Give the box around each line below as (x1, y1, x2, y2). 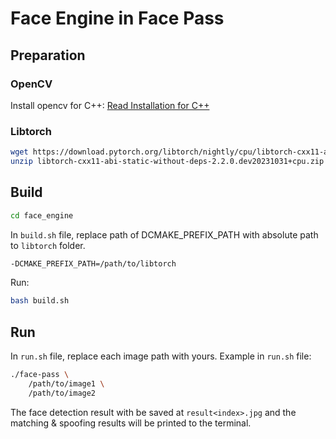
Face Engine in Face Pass (10, 7, 225, 30)
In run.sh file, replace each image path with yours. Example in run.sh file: (10, 350, 312, 362)
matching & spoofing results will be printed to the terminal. (10, 417, 252, 429)
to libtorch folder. (10, 239, 86, 251)
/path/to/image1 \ (28, 379, 105, 389)
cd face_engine (10, 210, 74, 221)
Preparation (10, 47, 86, 64)
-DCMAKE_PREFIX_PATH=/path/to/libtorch (10, 258, 177, 269)
